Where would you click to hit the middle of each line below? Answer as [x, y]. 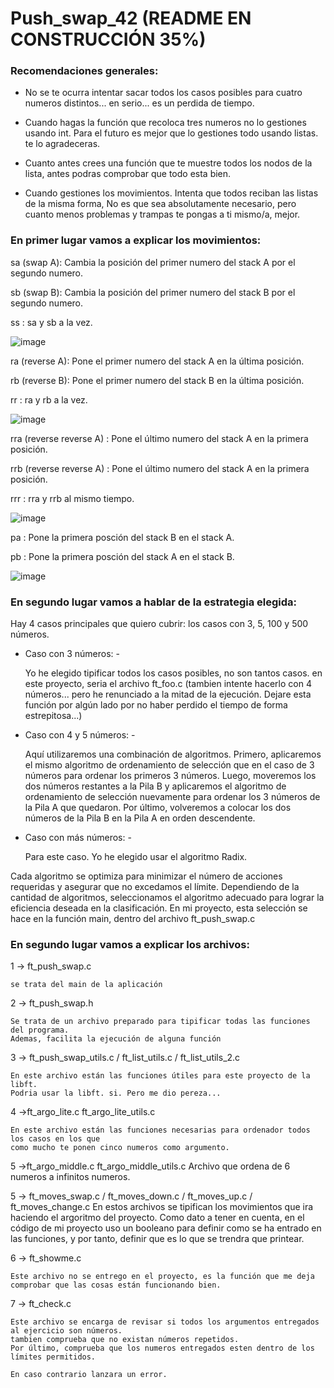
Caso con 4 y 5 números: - [80, 735]
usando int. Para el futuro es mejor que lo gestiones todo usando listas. [171, 133]
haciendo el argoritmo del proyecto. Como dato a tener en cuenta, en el [157, 1218]
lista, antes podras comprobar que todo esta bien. [128, 174]
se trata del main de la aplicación [86, 985]
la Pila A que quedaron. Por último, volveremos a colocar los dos [158, 808]
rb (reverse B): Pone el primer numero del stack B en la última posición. [157, 380]
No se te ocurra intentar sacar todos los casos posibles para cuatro [163, 93]
